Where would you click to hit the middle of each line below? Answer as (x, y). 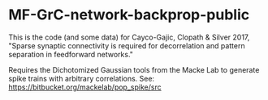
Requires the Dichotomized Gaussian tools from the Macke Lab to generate (134, 69)
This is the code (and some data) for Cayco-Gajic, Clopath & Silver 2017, (129, 37)
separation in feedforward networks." (71, 54)
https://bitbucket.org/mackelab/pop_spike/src (85, 87)
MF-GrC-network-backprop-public (129, 15)
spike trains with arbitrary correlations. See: (82, 78)
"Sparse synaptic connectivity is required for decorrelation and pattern (127, 45)
